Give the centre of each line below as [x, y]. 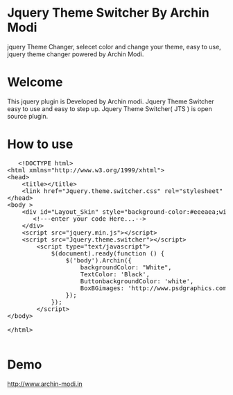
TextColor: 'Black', [115, 274]
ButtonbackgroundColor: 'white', [137, 281]
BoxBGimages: [102, 288]
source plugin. [28, 116]
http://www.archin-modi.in [45, 384]
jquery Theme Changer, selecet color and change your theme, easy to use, [114, 47]
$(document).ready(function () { [108, 253]
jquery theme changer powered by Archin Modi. [76, 54]
